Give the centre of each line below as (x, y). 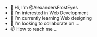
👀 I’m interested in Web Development (49, 13)
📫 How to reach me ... (34, 29)
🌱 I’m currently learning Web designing (51, 18)
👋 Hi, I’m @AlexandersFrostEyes (44, 8)
